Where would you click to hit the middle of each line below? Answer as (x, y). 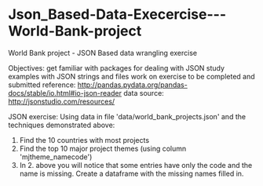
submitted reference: (42, 85)
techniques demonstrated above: (62, 125)
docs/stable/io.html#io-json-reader (65, 93)
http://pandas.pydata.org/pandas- (133, 85)
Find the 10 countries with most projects (84, 140)
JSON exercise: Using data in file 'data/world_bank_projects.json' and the (127, 116)
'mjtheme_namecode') (56, 157)
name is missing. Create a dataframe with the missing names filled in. (131, 173)
